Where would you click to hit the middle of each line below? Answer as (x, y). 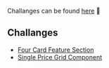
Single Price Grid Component (60, 57)
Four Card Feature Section (56, 50)
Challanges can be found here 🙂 (54, 11)
